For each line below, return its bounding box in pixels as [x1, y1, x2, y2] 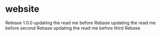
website [5, 3, 39, 15]
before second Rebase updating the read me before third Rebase [5, 25, 140, 31]
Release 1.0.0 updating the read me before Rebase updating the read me [5, 20, 156, 26]
